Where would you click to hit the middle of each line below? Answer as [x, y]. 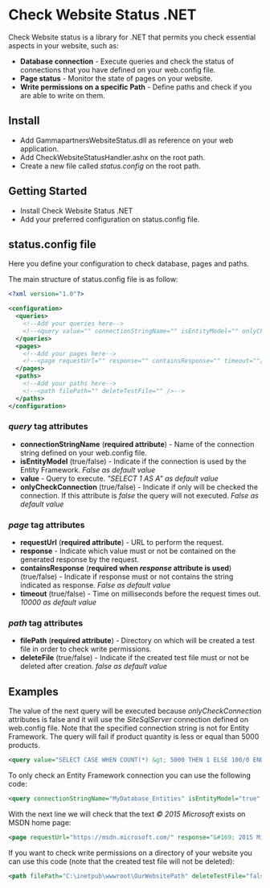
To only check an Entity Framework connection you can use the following [130, 775]
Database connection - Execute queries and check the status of [127, 61]
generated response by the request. [79, 560]
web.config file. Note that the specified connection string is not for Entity [129, 728]
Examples [33, 691]
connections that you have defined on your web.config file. [118, 69]
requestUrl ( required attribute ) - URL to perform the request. [122, 543]
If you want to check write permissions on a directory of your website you [131, 853]
